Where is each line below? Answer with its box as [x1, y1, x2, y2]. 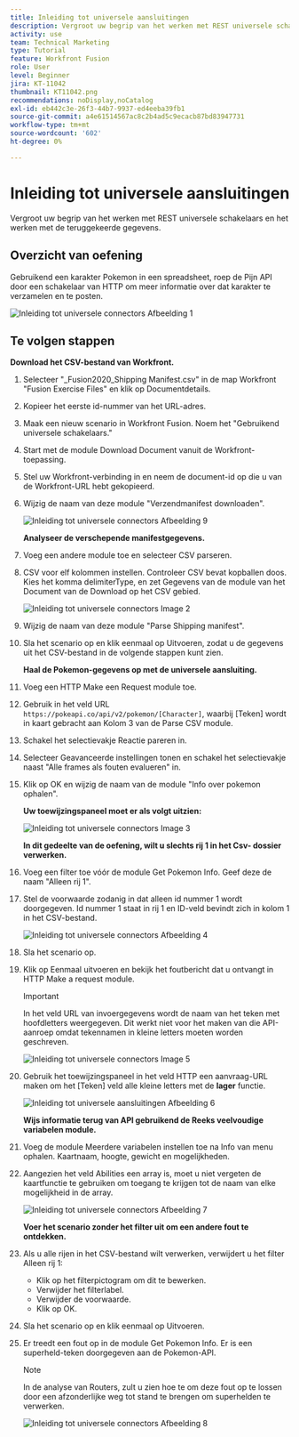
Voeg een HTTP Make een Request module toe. [22, 682, 198, 692]
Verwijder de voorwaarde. [35, 1294, 131, 1304]
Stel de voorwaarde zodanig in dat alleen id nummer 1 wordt [22, 893, 243, 904]
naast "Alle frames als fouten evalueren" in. [22, 762, 181, 772]
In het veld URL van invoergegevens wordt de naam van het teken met [22, 1008, 280, 1019]
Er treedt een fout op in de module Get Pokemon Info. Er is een [22, 1338, 253, 1349]
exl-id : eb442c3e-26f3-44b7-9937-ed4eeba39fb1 [10, 104, 185, 113]
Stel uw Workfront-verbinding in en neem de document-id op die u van [22, 472, 283, 482]
